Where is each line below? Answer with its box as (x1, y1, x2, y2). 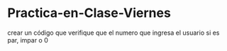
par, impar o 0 (7, 35, 48, 44)
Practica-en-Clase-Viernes (7, 5, 172, 21)
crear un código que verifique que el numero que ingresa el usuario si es (7, 28, 220, 37)
